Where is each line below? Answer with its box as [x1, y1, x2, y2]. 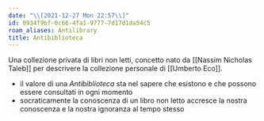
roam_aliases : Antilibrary [8, 26, 98, 34]
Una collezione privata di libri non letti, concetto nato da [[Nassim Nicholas [8, 55, 252, 65]
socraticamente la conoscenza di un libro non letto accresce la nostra [19, 96, 247, 105]
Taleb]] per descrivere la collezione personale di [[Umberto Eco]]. [8, 64, 224, 74]
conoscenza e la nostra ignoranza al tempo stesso [19, 104, 185, 114]
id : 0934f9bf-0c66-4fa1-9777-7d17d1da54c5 [8, 19, 151, 27]
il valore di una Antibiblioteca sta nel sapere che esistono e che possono [19, 79, 257, 89]
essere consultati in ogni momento [19, 88, 133, 97]
